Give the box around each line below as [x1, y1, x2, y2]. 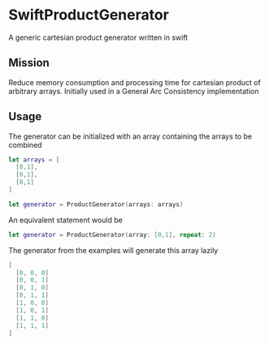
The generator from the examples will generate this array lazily [8, 245, 219, 255]
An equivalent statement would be [8, 215, 124, 225]
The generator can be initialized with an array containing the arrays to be [8, 131, 253, 141]
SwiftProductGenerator [8, 6, 169, 24]
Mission [8, 56, 50, 70]
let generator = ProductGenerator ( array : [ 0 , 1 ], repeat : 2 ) [8, 230, 217, 239]
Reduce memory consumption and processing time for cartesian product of [8, 77, 262, 87]
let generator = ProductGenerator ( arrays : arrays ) [8, 200, 184, 209]
